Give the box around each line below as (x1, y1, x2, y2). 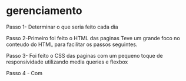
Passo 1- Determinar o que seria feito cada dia (6, 23, 119, 30)
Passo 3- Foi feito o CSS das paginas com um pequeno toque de (6, 52, 163, 59)
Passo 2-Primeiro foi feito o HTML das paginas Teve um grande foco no (6, 34, 181, 41)
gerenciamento (6, 4, 82, 17)
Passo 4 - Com (6, 69, 43, 76)
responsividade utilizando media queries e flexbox (6, 58, 128, 65)
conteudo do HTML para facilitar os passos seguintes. (6, 41, 138, 48)
